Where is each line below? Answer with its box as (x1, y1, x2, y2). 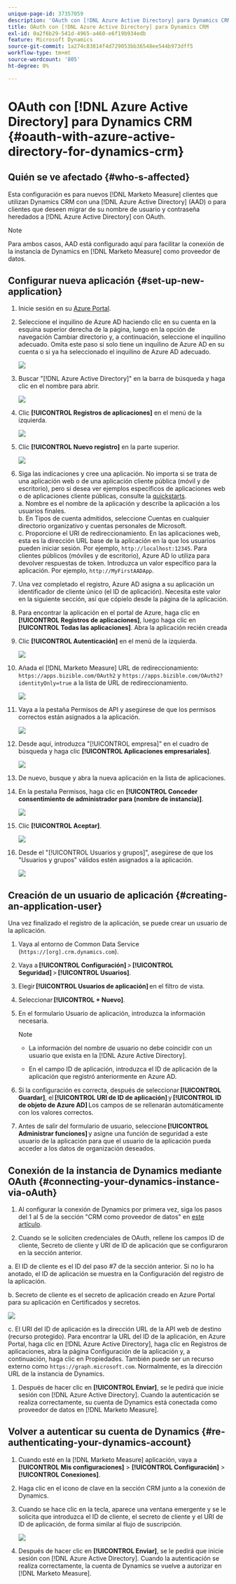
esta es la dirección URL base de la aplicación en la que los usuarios (18, 537, 216, 545)
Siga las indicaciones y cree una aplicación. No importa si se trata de (18, 469, 218, 478)
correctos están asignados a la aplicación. (18, 713, 141, 721)
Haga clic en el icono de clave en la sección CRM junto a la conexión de (18, 1484, 226, 1492)
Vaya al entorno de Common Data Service (18, 940, 139, 948)
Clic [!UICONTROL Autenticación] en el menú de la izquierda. (18, 637, 197, 645)
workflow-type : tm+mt (8, 50, 71, 57)
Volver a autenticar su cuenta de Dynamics (8, 1425, 200, 1438)
